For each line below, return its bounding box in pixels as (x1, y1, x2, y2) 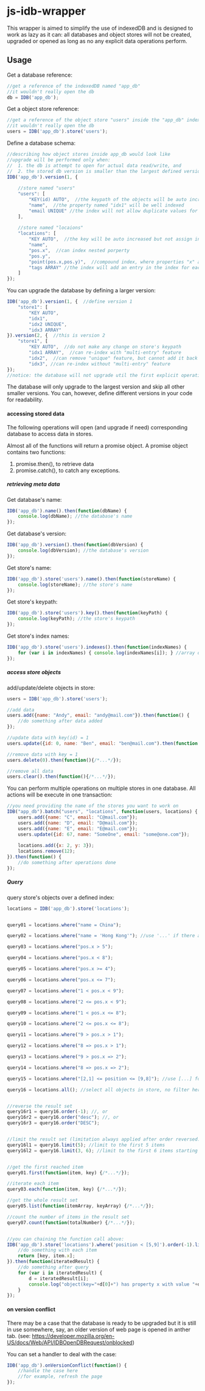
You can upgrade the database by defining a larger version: (7, 287, 156, 294)
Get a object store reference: (7, 105, 80, 113)
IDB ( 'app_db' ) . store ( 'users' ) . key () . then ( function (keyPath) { (7, 610, 168, 616)
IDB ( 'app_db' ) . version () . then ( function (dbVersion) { (7, 542, 144, 548)
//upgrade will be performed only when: (7, 157, 111, 163)
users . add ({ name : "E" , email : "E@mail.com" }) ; (18, 825, 138, 832)
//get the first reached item (7, 1164, 84, 1170)
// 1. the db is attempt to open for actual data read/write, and (7, 163, 182, 169)
